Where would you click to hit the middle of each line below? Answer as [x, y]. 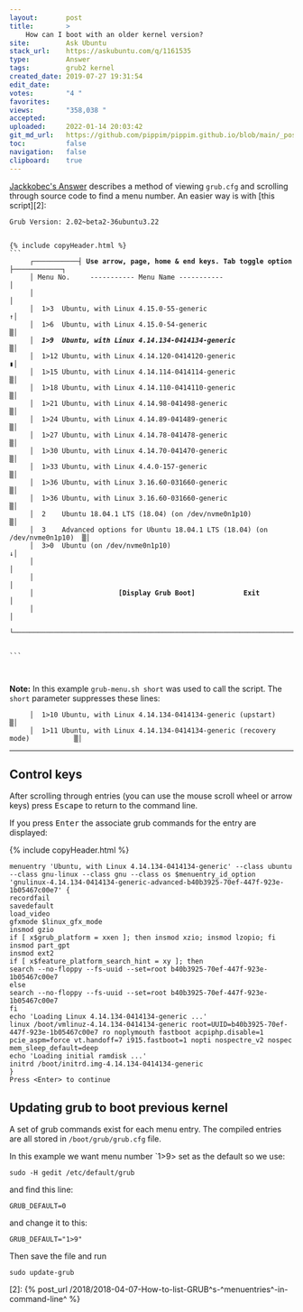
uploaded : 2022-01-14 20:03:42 [76, 127]
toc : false [48, 143]
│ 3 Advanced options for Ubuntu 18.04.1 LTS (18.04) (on [149, 530]
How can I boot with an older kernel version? [115, 34]
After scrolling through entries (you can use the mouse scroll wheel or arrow [151, 796]
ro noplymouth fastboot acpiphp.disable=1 [183, 1033]
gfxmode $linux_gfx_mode [56, 922]
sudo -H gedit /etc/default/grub [72, 1173]
